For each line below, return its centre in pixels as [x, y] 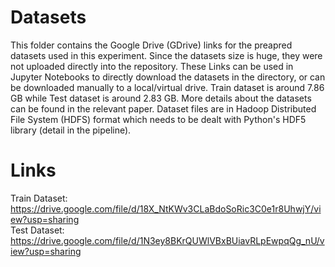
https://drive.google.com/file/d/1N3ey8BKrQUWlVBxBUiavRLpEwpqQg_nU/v [167, 240]
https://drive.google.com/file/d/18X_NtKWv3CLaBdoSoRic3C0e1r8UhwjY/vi [166, 208]
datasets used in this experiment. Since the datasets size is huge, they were [166, 55]
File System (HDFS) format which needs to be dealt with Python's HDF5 [158, 119]
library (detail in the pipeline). [71, 130]
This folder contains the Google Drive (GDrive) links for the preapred [151, 45]
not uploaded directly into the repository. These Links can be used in [152, 66]
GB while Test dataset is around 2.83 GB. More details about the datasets [161, 98]
